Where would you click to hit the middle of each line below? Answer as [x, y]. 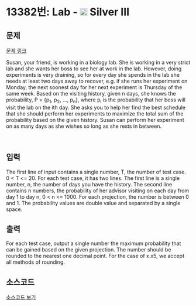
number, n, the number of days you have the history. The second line [89, 184]
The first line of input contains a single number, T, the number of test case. [96, 172]
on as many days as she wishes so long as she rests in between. [84, 126]
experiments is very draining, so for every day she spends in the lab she [93, 75]
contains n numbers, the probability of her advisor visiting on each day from [98, 191]
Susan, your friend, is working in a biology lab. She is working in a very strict [98, 62]
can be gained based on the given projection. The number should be [89, 250]
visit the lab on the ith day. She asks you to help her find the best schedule [96, 107]
